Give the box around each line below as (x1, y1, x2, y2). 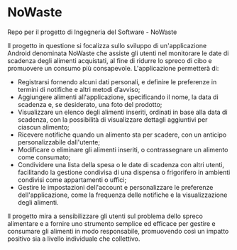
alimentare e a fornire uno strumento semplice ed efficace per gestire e (7, 219, 216, 227)
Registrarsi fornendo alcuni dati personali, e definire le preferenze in (17, 77, 217, 86)
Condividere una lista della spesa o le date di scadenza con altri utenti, (17, 160, 225, 169)
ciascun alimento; (17, 123, 70, 131)
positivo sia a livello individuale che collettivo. (7, 234, 140, 243)
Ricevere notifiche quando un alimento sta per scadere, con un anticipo (17, 130, 227, 139)
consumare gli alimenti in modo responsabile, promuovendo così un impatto (7, 227, 229, 235)
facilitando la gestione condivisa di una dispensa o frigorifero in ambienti (17, 168, 231, 176)
